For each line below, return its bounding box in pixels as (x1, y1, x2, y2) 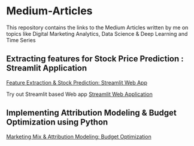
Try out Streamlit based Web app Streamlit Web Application (6, 91, 153, 98)
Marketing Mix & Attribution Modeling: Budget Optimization (6, 133, 151, 140)
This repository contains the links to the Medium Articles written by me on (6, 24, 189, 31)
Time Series (6, 36, 36, 44)
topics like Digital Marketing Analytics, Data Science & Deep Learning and (6, 30, 188, 37)
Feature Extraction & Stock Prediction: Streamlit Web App (6, 79, 148, 86)
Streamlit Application (6, 63, 87, 73)
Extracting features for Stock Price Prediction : (6, 54, 184, 64)
